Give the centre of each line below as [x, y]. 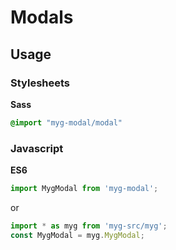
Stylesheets [40, 83]
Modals [42, 17]
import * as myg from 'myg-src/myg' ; [89, 226]
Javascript [37, 148]
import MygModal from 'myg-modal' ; [84, 189]
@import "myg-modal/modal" [66, 122]
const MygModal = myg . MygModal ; [77, 235]
